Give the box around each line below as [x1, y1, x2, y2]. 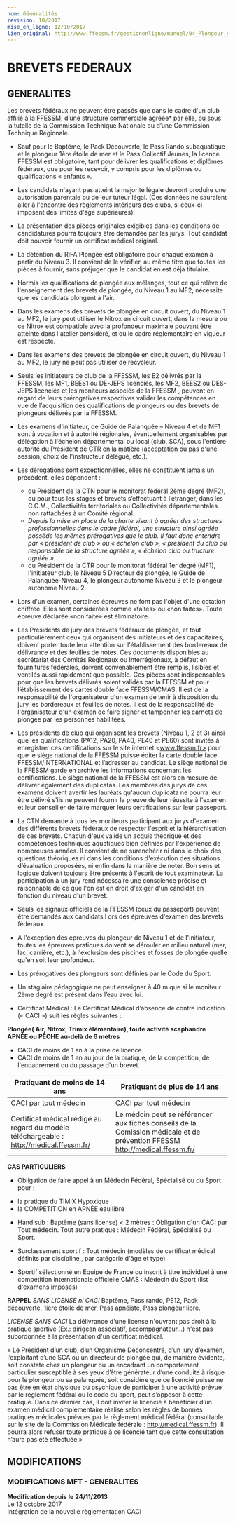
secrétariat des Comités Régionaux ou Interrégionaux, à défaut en [17, 656, 208, 664]
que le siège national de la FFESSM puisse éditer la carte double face [17, 751, 218, 759]
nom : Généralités [7, 10, 58, 18]
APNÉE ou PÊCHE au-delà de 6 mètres [7, 1032, 120, 1041]
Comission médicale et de [115, 1127, 201, 1137]
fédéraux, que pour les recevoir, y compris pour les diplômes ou [17, 165, 202, 173]
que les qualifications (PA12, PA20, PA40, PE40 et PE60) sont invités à [17, 736, 220, 745]
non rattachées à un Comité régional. [27, 509, 135, 517]
